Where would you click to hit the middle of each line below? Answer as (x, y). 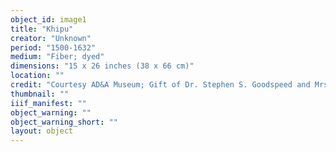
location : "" (37, 76)
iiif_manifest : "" (48, 103)
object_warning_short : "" (64, 122)
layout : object (42, 131)
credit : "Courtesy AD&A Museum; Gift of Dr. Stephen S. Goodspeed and (160, 85)
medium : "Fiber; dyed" (57, 57)
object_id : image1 (48, 19)
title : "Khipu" (42, 29)
